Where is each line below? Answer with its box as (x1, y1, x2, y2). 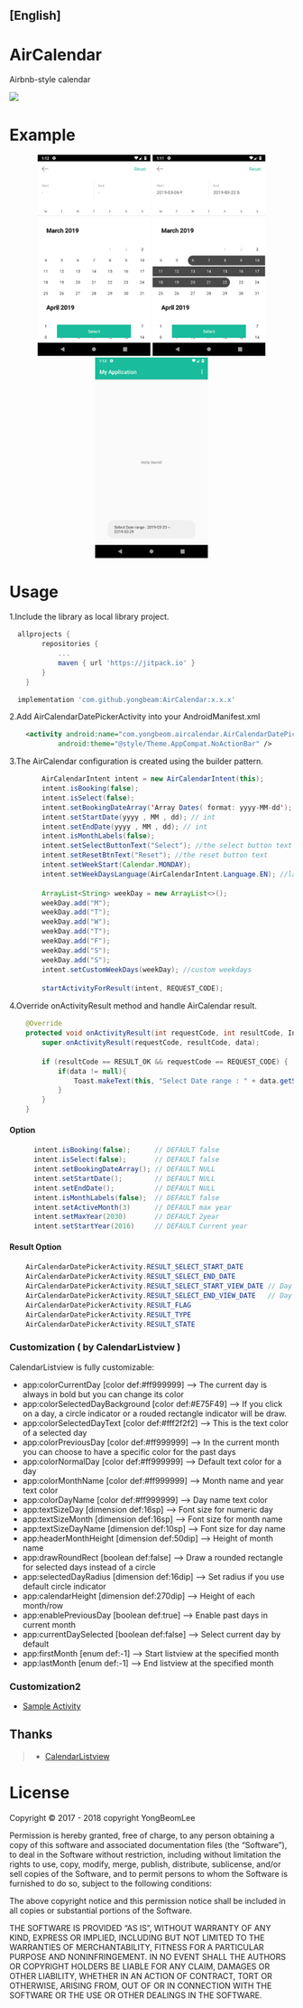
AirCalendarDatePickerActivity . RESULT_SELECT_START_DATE (25, 1262, 244, 1271)
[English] (9, 8, 61, 23)
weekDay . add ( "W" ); (41, 917, 111, 926)
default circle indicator (22, 1581, 106, 1591)
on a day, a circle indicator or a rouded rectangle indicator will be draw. (22, 1408, 287, 1419)
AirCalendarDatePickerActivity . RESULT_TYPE (25, 1310, 192, 1319)
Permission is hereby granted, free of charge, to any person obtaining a (9, 1830, 275, 1841)
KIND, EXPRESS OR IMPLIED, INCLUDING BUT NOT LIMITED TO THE (9, 1932, 265, 1943)
